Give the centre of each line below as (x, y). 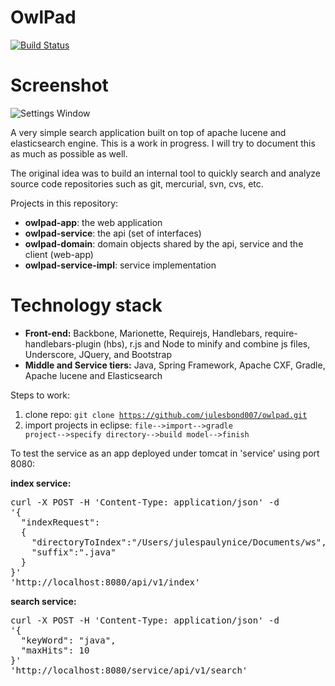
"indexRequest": (60, 522)
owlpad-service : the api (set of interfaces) (113, 233)
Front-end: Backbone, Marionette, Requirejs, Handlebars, (143, 333)
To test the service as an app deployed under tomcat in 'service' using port (165, 453)
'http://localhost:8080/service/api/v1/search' (129, 670)
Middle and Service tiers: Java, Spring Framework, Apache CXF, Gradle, (175, 365)
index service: (41, 483)
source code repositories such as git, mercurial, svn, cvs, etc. (137, 183)
